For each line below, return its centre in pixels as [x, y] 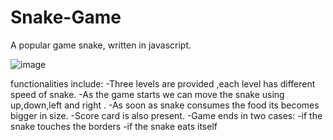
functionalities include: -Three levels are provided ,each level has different [163, 83]
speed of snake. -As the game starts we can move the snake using [147, 94]
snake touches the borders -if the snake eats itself [114, 126]
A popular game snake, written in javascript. [101, 45]
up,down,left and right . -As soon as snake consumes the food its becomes [165, 105]
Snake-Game [66, 17]
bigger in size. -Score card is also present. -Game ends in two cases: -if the [166, 115]
